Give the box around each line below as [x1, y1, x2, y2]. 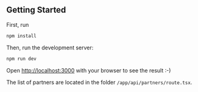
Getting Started [6, 5, 66, 15]
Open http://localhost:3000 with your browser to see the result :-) [6, 66, 171, 74]
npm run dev [6, 55, 37, 62]
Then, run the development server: [6, 44, 94, 51]
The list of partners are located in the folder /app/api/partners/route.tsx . [6, 79, 193, 86]
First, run [6, 21, 29, 28]
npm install [6, 33, 37, 39]
